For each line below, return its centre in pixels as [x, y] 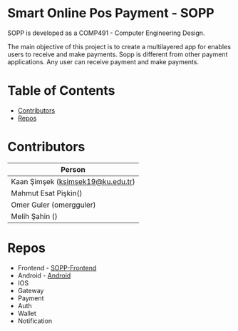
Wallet [27, 313]
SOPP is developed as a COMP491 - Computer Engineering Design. [106, 33]
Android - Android [44, 275]
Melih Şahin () [35, 216]
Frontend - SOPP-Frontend [57, 268]
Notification [35, 321]
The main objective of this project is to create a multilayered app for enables [119, 46]
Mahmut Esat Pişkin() [47, 193]
